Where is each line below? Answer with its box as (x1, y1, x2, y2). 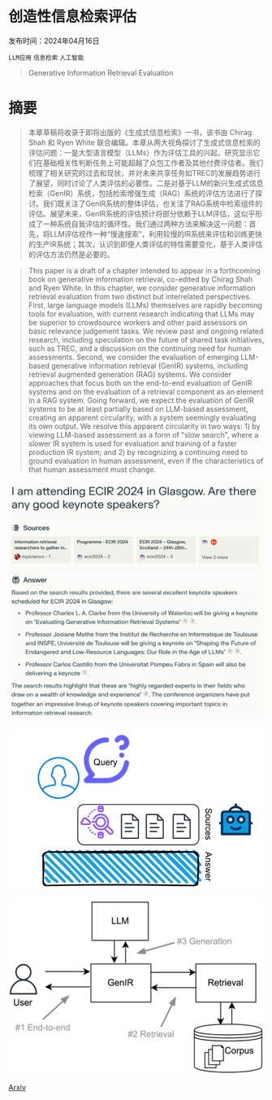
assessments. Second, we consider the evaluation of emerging (28, 351, 240, 362)
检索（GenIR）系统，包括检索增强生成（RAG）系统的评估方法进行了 (28, 188, 256, 198)
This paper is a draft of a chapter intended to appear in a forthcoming (28, 265, 261, 275)
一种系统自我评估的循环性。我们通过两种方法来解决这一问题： (42, 219, 249, 229)
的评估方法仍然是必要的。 (28, 249, 114, 259)
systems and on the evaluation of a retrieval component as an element (28, 386, 264, 396)
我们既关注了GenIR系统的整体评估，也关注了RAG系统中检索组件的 (42, 199, 263, 208)
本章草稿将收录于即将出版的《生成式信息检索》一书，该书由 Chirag (28, 127, 253, 137)
